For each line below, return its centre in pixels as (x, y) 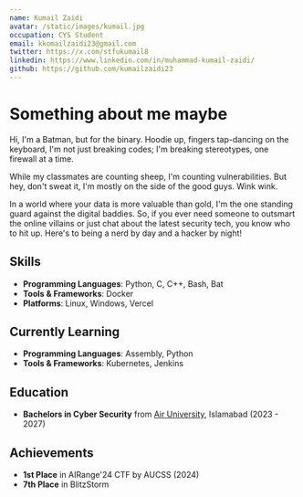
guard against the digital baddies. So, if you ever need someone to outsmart (152, 213)
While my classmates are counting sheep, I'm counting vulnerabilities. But (148, 176)
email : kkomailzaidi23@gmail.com (73, 43)
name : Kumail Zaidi (47, 18)
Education (39, 392)
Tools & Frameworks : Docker (78, 293)
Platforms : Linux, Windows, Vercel (88, 303)
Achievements (52, 453)
